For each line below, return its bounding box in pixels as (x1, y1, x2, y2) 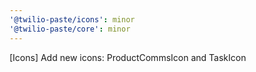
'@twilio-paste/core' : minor (9, 24, 131, 34)
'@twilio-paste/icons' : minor (9, 14, 136, 25)
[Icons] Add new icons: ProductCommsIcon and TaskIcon (9, 51, 247, 63)
